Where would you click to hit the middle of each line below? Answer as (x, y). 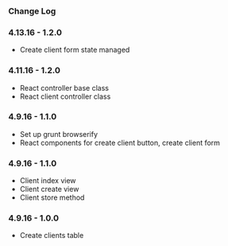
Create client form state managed (75, 50)
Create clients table (52, 236)
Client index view (48, 181)
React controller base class (64, 88)
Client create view (49, 189)
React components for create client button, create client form (120, 143)
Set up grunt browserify (58, 134)
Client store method (52, 197)
